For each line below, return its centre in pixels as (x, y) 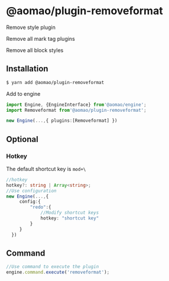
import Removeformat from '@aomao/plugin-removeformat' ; (76, 110)
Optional (22, 139)
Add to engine (23, 93)
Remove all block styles (35, 50)
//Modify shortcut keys (70, 213)
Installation (27, 69)
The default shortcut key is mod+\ (46, 169)
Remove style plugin (31, 27)
